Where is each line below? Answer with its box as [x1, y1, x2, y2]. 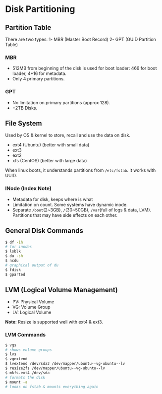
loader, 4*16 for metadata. [12, 70, 67, 76]
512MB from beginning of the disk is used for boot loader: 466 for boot [12, 66, 157, 71]
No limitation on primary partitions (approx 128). [12, 99, 110, 105]
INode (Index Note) [5, 185, 52, 192]
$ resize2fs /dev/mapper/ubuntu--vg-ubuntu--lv [5, 366, 106, 371]
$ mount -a [5, 380, 28, 385]
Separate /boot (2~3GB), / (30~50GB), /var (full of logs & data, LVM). [12, 207, 152, 213]
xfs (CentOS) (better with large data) [12, 158, 87, 164]
